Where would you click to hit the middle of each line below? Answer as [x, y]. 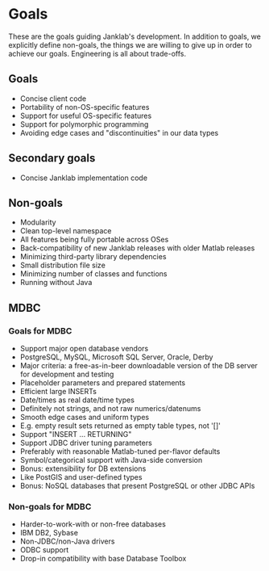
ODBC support [44, 550]
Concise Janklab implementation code [83, 178]
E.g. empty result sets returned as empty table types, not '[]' [120, 426]
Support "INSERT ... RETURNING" [76, 435]
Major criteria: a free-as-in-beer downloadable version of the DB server [139, 366]
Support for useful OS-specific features [86, 115]
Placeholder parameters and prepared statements [103, 383]
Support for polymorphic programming [84, 124]
